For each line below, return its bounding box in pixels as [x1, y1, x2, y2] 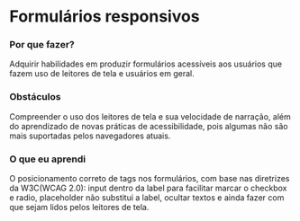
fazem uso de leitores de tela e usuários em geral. [9, 68, 195, 79]
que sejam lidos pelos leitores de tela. [9, 202, 150, 213]
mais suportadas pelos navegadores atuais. [9, 130, 171, 141]
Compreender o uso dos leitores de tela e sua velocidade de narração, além [9, 110, 291, 122]
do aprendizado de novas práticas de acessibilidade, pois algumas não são [9, 120, 288, 131]
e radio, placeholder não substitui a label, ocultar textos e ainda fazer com [9, 192, 285, 203]
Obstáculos [9, 91, 61, 103]
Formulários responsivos [9, 6, 200, 27]
